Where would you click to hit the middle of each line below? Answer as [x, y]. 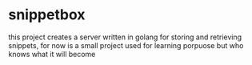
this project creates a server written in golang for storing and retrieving [125, 37]
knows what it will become [52, 54]
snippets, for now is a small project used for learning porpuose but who [126, 45]
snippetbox [47, 15]
